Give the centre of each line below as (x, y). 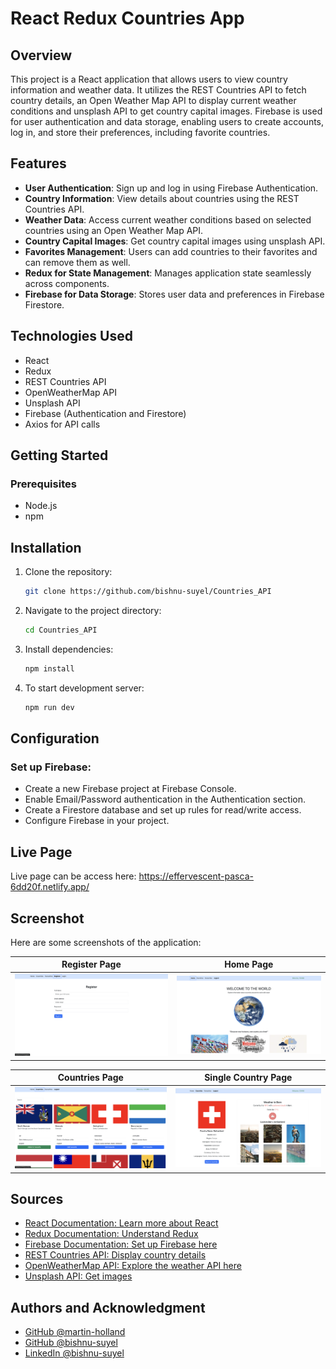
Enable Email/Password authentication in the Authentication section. (165, 799)
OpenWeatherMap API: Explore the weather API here (133, 1266)
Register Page (91, 964)
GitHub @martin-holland (75, 1332)
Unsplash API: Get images (78, 1276)
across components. (67, 283)
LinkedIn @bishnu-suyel (74, 1353)
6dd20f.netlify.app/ (50, 887)
